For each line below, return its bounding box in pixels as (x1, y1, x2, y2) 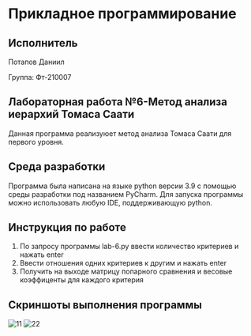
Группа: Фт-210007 (8, 73, 72, 81)
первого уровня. (8, 137, 65, 146)
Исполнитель (8, 36, 78, 50)
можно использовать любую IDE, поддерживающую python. (8, 198, 213, 207)
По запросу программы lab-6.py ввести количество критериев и (19, 242, 239, 251)
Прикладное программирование (8, 5, 237, 23)
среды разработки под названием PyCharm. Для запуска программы (8, 189, 244, 198)
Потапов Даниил (8, 57, 65, 66)
